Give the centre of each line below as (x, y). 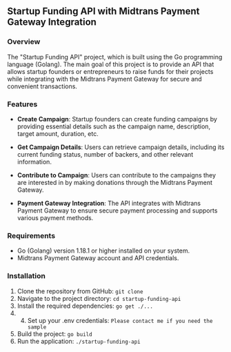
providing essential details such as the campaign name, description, (114, 126)
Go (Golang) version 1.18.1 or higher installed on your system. (103, 251)
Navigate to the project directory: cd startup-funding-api (99, 298)
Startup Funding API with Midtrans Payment (103, 11)
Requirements (31, 235)
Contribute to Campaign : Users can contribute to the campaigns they (116, 175)
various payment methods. (55, 217)
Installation (27, 276)
